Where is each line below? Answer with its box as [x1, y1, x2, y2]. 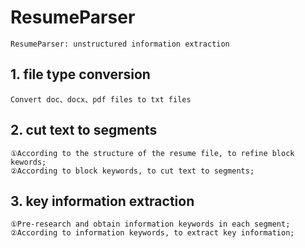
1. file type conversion [10, 66, 151, 83]
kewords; [10, 157, 47, 167]
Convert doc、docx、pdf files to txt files [10, 94, 192, 105]
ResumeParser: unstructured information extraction [10, 39, 230, 49]
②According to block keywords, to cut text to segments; [10, 166, 255, 176]
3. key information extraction [10, 192, 195, 210]
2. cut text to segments [10, 122, 158, 139]
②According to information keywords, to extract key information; [10, 228, 295, 238]
